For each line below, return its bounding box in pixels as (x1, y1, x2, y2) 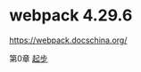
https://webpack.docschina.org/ (9, 35, 128, 45)
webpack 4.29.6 (9, 5, 133, 26)
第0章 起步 (9, 52, 48, 63)
